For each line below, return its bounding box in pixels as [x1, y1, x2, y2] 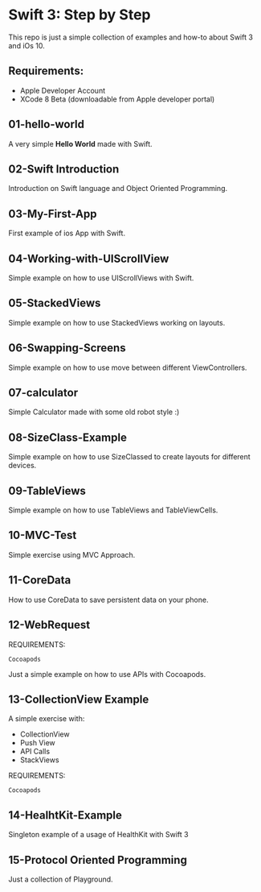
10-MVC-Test [8, 529, 77, 542]
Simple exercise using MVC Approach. [8, 550, 136, 559]
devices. [8, 461, 37, 471]
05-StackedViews [8, 297, 101, 310]
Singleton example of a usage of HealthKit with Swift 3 [8, 830, 189, 840]
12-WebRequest [8, 618, 91, 632]
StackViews [19, 755, 59, 765]
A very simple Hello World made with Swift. [8, 139, 153, 148]
